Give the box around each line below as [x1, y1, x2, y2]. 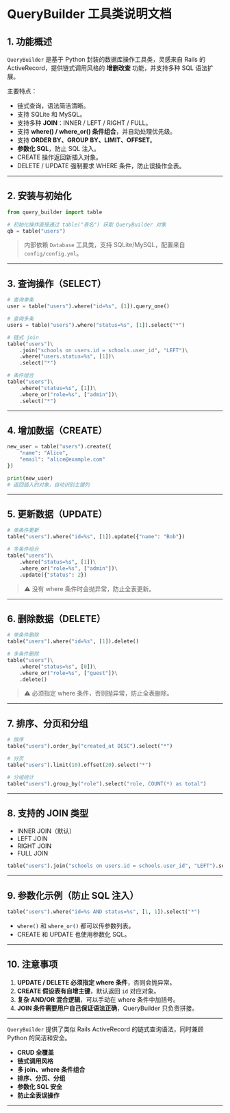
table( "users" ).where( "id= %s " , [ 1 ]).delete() [7, 638, 139, 645]
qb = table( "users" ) [7, 227, 66, 234]
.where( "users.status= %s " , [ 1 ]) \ [19, 353, 115, 360]
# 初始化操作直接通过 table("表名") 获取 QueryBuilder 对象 [7, 221, 166, 228]
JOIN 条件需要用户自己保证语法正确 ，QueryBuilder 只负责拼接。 [16, 1004, 199, 1012]
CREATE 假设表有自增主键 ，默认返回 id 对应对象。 [16, 987, 160, 995]
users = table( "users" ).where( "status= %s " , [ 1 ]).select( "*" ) [7, 321, 186, 328]
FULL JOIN [16, 849, 49, 858]
